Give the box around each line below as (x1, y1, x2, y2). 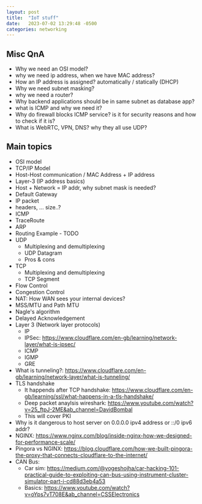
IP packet (15, 197, 40, 204)
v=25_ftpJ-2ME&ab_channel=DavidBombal (24, 406, 133, 413)
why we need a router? (15, 91, 73, 99)
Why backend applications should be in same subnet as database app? (15, 98, 195, 105)
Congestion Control (15, 288, 65, 295)
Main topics (6, 142, 52, 152)
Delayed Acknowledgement (15, 314, 85, 322)
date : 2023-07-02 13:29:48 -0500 (6, 20, 97, 26)
